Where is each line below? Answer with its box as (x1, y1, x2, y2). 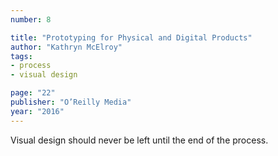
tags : (10, 51, 33, 61)
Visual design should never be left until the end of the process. (10, 134, 269, 146)
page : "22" (10, 88, 56, 98)
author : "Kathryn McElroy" (10, 42, 123, 52)
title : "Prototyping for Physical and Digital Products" (10, 32, 253, 43)
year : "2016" (10, 106, 65, 116)
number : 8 (10, 14, 52, 25)
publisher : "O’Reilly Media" (10, 97, 132, 107)
